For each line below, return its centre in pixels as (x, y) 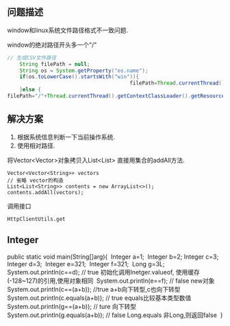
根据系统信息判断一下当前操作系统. (66, 137)
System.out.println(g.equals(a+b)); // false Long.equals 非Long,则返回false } (115, 315)
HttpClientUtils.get (37, 219)
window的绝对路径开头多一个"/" (52, 45)
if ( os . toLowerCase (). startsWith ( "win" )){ (79, 77)
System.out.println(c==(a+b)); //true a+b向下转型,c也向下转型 (94, 289)
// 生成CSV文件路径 (32, 58)
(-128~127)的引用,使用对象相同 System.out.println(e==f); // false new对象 (111, 281)
